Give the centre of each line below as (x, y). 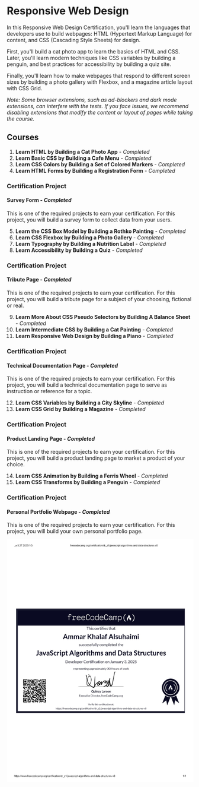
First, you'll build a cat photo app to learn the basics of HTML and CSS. (93, 51)
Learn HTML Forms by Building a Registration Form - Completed (95, 170)
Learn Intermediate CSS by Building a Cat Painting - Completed (94, 330)
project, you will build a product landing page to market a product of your (96, 458)
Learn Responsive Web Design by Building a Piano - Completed (94, 336)
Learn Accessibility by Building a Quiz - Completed (79, 250)
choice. (16, 464)
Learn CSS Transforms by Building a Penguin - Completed (88, 482)
